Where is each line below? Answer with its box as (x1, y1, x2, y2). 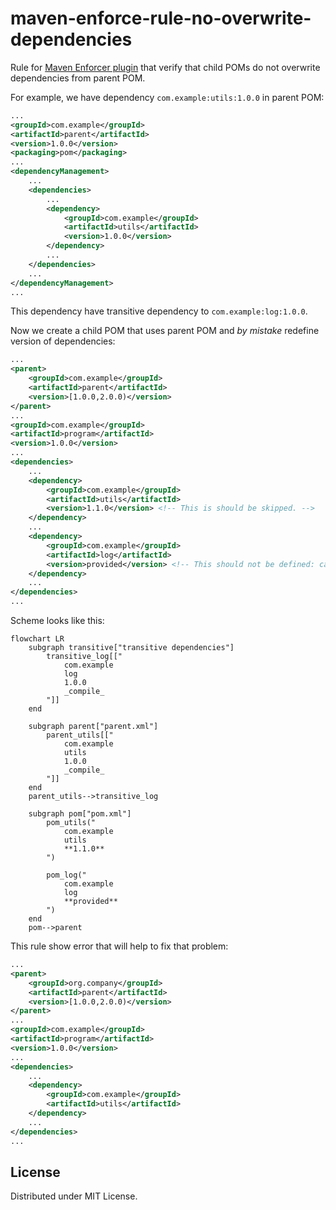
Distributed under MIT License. (10, 1190, 138, 1202)
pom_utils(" (46, 818, 97, 828)
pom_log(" (46, 870, 87, 881)
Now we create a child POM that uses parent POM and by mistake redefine (10, 325, 320, 337)
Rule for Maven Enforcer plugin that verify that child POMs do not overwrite (10, 61, 321, 73)
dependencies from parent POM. (10, 72, 146, 84)
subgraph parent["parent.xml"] (28, 722, 159, 732)
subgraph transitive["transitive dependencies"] (28, 643, 235, 653)
